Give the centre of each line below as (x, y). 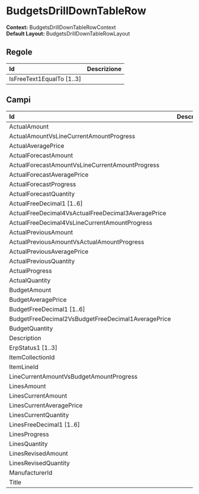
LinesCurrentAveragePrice (46, 405)
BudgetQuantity (31, 328)
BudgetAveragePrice (38, 299)
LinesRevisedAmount (38, 453)
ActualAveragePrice (37, 146)
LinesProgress (29, 434)
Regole (19, 52)
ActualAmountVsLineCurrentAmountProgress (72, 136)
